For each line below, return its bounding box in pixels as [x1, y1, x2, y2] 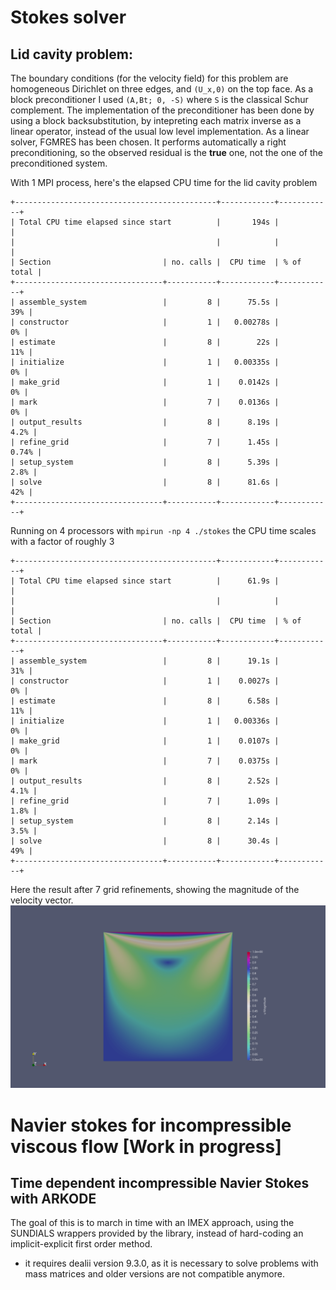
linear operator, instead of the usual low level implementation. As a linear [10, 126, 310, 137]
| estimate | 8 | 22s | [10, 337, 280, 347]
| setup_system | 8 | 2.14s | [10, 816, 280, 826]
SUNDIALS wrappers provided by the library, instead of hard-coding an [10, 1227, 304, 1240]
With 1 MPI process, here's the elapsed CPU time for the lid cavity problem [10, 177, 318, 188]
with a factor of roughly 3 [10, 536, 115, 547]
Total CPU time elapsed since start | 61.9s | [19, 576, 280, 586]
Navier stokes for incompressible [10, 1114, 292, 1136]
